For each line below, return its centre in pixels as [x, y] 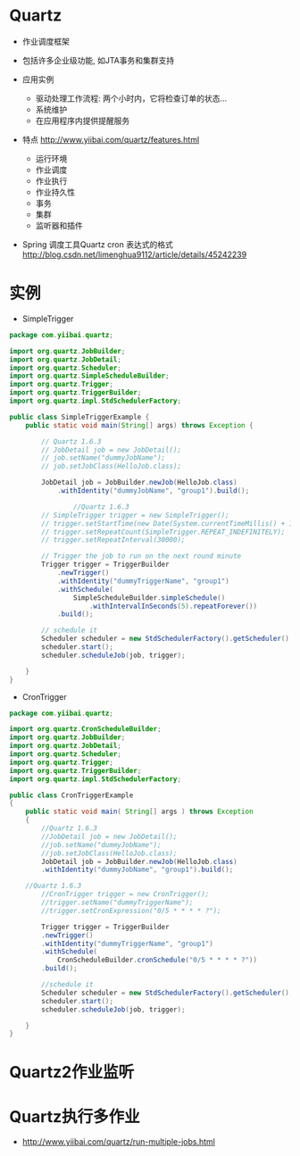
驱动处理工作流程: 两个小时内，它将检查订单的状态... [131, 98]
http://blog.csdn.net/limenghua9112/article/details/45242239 [134, 254]
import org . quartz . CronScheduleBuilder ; [86, 729]
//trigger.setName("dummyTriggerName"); [117, 902]
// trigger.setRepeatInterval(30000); [113, 540]
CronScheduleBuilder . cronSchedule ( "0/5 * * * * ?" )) [157, 961]
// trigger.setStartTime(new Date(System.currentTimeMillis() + [163, 523]
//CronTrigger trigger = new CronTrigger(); [125, 894]
